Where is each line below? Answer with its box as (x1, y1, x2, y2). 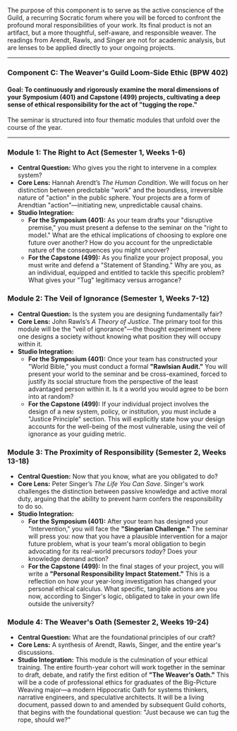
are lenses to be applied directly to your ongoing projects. (7, 44, 176, 52)
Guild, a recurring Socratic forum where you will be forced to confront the (7, 13, 221, 22)
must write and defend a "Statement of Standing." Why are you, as (28, 261, 222, 270)
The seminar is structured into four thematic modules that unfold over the (7, 116, 221, 124)
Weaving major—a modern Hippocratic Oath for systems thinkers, (17, 686, 209, 694)
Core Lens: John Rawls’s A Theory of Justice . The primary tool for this (17, 317, 223, 325)
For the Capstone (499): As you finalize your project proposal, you (28, 253, 224, 262)
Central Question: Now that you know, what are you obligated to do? (17, 472, 219, 481)
